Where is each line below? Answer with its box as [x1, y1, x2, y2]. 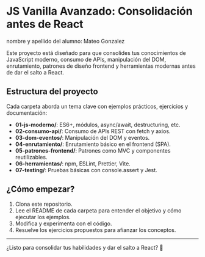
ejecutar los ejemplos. [15, 213, 71, 220]
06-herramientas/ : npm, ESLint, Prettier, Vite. [15, 160, 131, 167]
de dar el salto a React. [6, 68, 64, 76]
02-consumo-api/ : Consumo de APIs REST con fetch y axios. [15, 127, 171, 135]
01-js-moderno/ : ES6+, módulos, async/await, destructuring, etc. [15, 121, 181, 128]
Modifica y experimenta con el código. [15, 220, 112, 227]
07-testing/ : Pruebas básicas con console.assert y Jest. [15, 166, 157, 173]
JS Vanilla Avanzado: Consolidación [6, 4, 193, 18]
